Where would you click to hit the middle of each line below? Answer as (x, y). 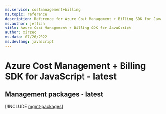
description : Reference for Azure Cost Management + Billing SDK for (78, 19)
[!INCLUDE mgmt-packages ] (34, 106)
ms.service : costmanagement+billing (43, 10)
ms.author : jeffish (25, 23)
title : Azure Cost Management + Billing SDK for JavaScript (68, 28)
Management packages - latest (54, 95)
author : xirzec (21, 32)
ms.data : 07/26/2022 (26, 37)
